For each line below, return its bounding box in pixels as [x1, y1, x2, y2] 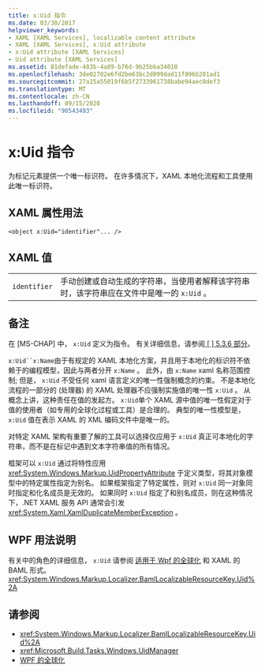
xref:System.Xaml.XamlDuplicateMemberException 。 [8, 508, 183, 517]
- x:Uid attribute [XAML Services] [8, 48, 125, 56]
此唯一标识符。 [8, 181, 57, 190]
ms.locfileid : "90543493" [8, 107, 93, 115]
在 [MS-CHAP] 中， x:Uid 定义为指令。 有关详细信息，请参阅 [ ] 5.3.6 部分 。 [8, 339, 255, 348]
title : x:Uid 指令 [8, 11, 66, 20]
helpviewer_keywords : [8, 26, 80, 34]
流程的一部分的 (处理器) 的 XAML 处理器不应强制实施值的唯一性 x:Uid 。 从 [8, 385, 251, 395]
